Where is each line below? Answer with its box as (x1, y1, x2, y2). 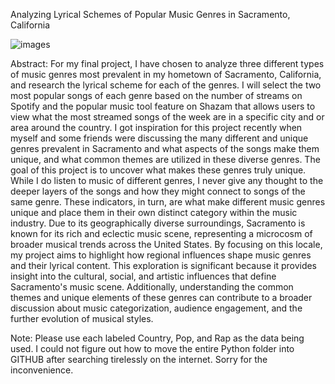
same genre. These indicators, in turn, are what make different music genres (10, 196, 326, 208)
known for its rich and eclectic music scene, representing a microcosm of (10, 228, 313, 239)
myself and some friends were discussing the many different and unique (10, 132, 309, 144)
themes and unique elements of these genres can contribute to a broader (10, 292, 313, 303)
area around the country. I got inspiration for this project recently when (10, 122, 303, 133)
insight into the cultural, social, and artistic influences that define (10, 270, 277, 282)
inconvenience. (10, 364, 74, 376)
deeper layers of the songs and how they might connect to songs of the (10, 185, 306, 197)
